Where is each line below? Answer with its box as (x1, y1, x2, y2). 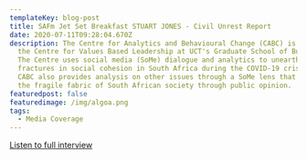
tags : (9, 106, 30, 115)
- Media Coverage (17, 114, 84, 124)
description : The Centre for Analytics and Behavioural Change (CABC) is (9, 38, 297, 48)
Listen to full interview (9, 140, 93, 151)
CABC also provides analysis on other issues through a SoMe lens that (17, 73, 297, 82)
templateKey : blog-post (9, 13, 101, 23)
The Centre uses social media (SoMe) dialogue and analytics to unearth (17, 55, 301, 65)
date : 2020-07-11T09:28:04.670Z (9, 30, 132, 39)
